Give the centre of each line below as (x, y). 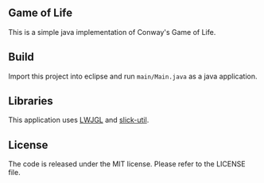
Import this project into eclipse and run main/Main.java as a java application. (133, 76)
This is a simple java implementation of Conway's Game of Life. (112, 32)
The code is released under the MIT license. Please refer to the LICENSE (127, 164)
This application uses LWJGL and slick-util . (79, 120)
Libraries (31, 101)
